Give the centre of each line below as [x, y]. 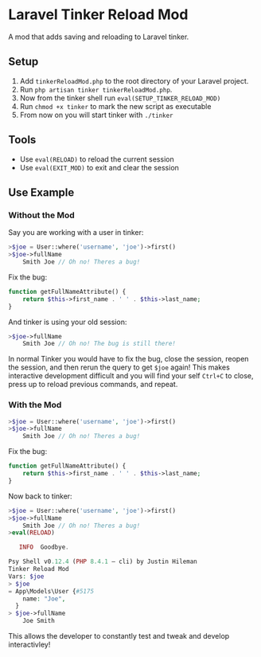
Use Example [41, 192]
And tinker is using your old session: [68, 322]
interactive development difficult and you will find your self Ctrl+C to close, [131, 376]
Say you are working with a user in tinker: [76, 233]
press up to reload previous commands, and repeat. [93, 385]
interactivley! [29, 645]
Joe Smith [39, 621]
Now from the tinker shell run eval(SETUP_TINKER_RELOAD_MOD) [120, 98]
